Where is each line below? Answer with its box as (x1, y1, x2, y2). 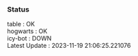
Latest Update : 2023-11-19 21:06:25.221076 (7, 42, 131, 50)
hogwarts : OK (7, 27, 48, 35)
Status (7, 5, 29, 14)
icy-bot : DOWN (7, 34, 52, 43)
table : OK (7, 20, 36, 28)
